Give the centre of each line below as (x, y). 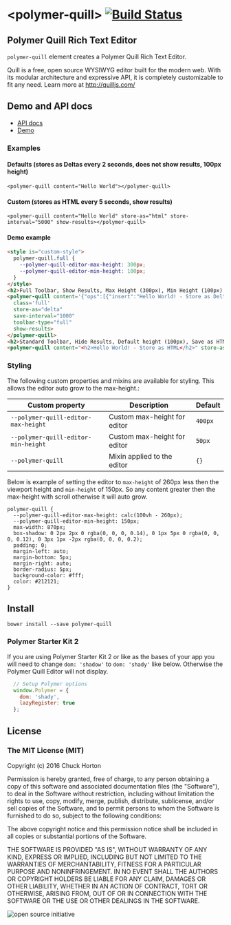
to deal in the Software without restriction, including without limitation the (111, 793)
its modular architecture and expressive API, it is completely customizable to (115, 77)
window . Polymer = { (41, 690)
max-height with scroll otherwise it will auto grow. (77, 497)
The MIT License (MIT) (46, 751)
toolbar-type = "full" (43, 322)
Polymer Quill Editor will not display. (58, 671)
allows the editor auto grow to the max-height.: (73, 388)
